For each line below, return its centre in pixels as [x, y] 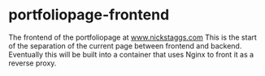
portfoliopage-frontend [89, 15]
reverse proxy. [33, 63]
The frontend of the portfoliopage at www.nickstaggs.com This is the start [133, 37]
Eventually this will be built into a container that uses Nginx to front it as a [131, 54]
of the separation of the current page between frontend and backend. [125, 45]
